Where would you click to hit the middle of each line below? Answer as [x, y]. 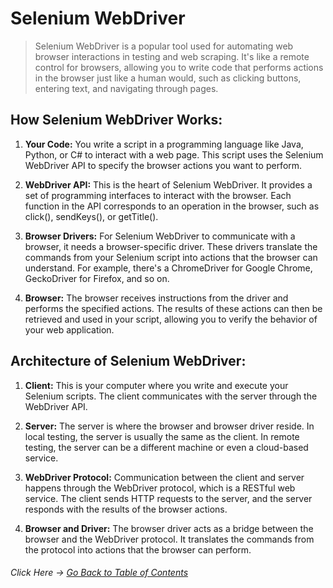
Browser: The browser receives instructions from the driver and [156, 298]
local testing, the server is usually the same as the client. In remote [162, 436]
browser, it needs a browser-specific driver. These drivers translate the [171, 246]
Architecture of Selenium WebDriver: [128, 361]
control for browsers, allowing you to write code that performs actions [179, 67]
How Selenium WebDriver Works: [116, 120]
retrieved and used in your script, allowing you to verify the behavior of [171, 319]
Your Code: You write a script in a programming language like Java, [164, 144]
